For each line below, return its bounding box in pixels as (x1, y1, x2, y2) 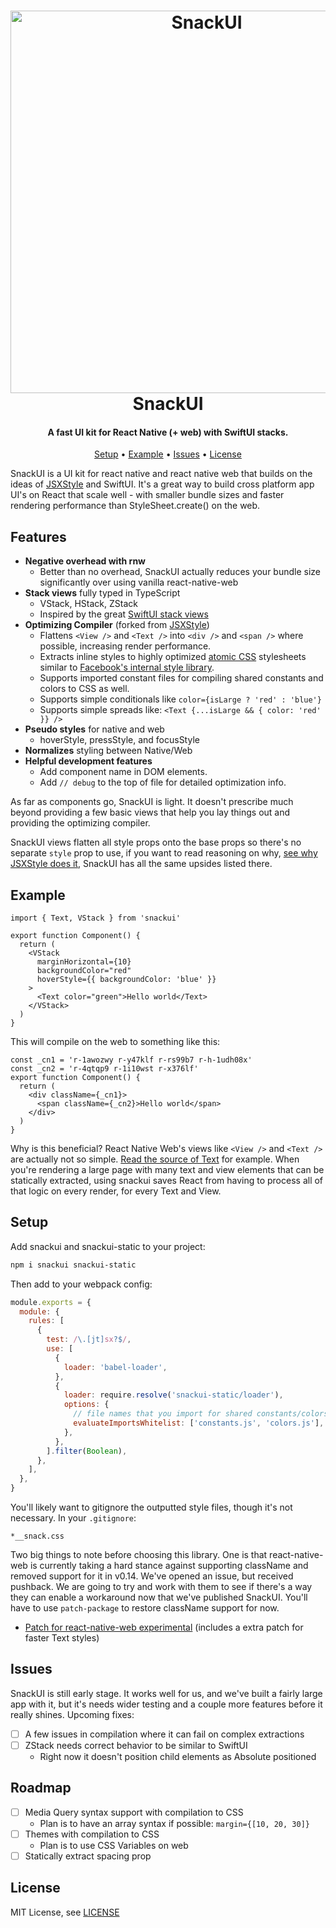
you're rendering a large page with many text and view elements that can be (10, 1164, 325, 1176)
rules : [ (28, 1316, 65, 1326)
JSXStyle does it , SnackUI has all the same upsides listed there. (10, 858, 273, 870)
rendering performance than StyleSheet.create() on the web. (10, 500, 261, 512)
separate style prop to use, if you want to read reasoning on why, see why (10, 847, 318, 859)
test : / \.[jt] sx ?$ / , (46, 1335, 132, 1345)
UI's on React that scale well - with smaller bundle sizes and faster (10, 489, 285, 501)
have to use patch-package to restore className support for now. (10, 1602, 280, 1614)
